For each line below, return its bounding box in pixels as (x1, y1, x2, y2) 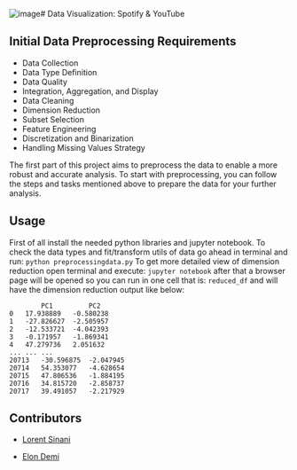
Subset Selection (21, 114, 85, 124)
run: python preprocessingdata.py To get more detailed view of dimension (9, 255, 280, 266)
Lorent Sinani (21, 435, 71, 445)
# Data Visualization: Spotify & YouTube (40, 9, 185, 19)
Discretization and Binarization (21, 133, 135, 144)
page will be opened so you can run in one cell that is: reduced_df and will (9, 275, 278, 286)
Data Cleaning (21, 95, 74, 106)
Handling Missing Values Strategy (21, 142, 146, 153)
